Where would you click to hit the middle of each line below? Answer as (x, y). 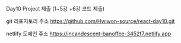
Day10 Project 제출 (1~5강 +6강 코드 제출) (55, 9)
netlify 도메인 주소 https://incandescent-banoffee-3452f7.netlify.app (89, 34)
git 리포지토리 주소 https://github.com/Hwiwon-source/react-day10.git (90, 21)
